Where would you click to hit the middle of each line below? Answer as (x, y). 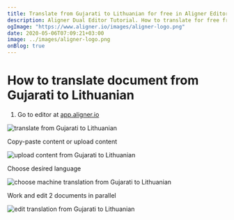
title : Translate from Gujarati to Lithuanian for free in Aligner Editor (118, 14)
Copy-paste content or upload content (62, 141)
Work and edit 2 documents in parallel (62, 195)
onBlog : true (26, 46)
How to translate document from (103, 80)
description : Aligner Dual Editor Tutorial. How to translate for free (113, 20)
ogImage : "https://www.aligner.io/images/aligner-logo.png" (96, 26)
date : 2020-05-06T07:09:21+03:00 (56, 33)
